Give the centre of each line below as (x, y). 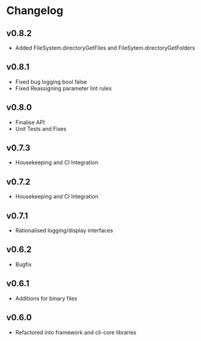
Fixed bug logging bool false (51, 82)
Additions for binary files (46, 298)
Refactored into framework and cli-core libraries (75, 332)
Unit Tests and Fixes (41, 128)
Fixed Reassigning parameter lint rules (63, 88)
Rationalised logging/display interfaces (64, 230)
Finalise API (30, 122)
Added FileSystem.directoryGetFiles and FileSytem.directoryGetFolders (105, 48)
